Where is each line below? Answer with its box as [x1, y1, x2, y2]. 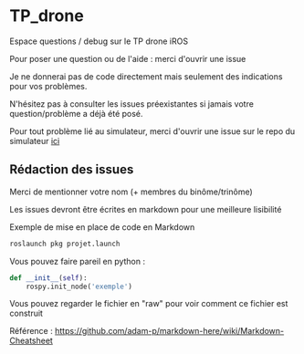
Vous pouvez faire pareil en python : [9, 255, 146, 266]
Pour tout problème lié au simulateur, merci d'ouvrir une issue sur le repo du [9, 125, 296, 137]
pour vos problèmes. [9, 80, 88, 91]
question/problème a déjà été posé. [9, 108, 143, 119]
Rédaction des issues [9, 161, 134, 178]
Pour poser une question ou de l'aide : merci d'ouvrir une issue [9, 53, 246, 64]
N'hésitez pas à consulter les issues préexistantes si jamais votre [9, 98, 254, 109]
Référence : [9, 326, 53, 337]
